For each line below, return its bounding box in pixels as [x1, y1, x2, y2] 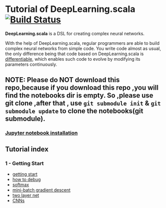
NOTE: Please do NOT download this [5, 76, 120, 84]
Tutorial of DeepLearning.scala [5, 3, 135, 15]
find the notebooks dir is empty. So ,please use [5, 91, 154, 100]
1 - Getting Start [5, 160, 44, 167]
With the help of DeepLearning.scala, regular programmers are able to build [5, 40, 160, 46]
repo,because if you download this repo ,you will [5, 84, 159, 92]
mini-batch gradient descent [12, 187, 71, 193]
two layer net [12, 192, 40, 198]
